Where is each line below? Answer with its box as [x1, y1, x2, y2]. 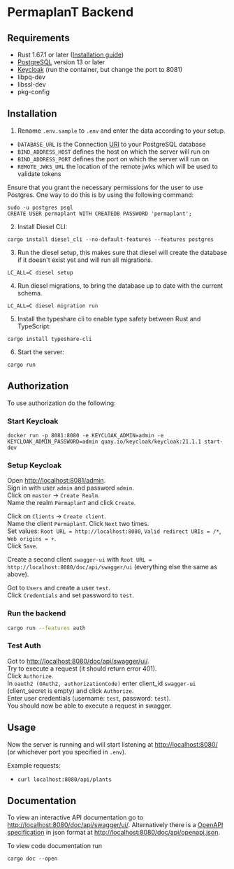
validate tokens [17, 169, 61, 178]
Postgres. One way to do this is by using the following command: [7, 190, 194, 199]
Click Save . [7, 542, 38, 550]
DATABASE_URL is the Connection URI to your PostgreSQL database [17, 140, 206, 148]
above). [7, 570, 29, 578]
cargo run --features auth [7, 625, 86, 631]
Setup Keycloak [7, 460, 62, 470]
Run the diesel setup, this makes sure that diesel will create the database [17, 248, 228, 256]
